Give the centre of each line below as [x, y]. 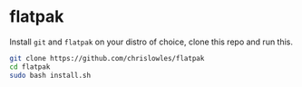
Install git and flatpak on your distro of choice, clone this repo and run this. [151, 42]
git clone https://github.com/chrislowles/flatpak [107, 58]
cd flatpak [30, 67]
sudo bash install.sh [50, 75]
